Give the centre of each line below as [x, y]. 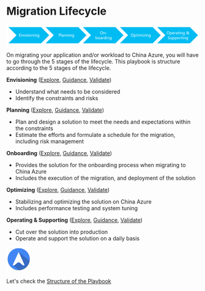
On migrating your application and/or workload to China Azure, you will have [102, 55]
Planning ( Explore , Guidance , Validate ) [55, 110]
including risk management [49, 141]
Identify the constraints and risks [57, 98]
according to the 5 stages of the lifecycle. [59, 68]
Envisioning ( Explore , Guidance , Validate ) [59, 79]
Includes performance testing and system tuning [76, 208]
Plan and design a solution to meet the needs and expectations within [103, 122]
